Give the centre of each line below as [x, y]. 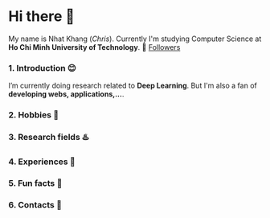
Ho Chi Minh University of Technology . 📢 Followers [94, 47]
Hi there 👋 [41, 16]
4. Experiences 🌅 [42, 162]
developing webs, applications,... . [66, 94]
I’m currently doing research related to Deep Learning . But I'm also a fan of [133, 86]
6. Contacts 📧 [35, 204]
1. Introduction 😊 [42, 68]
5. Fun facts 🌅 [35, 183]
